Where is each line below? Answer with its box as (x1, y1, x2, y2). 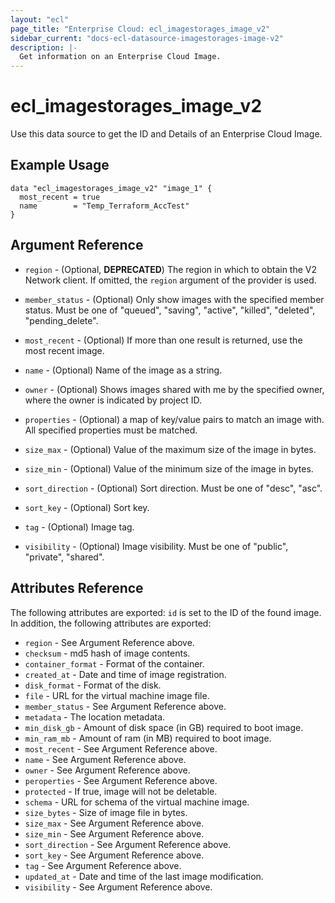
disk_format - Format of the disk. (24, 679, 162, 691)
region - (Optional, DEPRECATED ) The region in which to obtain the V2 (24, 263, 318, 275)
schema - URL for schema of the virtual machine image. (24, 796, 250, 808)
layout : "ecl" (10, 14, 70, 25)
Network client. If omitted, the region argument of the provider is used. (24, 274, 317, 286)
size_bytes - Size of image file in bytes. (24, 806, 188, 818)
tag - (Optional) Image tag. (24, 521, 135, 533)
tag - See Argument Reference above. (24, 859, 182, 871)
